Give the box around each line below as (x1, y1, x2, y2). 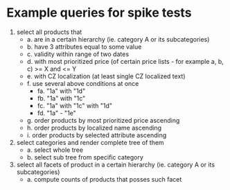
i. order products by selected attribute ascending (26, 130, 167, 139)
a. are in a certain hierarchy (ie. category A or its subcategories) (26, 35, 210, 43)
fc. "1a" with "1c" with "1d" (37, 101, 112, 110)
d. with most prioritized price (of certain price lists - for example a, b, (26, 57, 224, 65)
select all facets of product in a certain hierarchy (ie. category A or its (16, 160, 215, 169)
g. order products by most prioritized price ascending (26, 116, 180, 124)
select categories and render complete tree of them (16, 138, 164, 146)
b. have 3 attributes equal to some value (26, 42, 142, 51)
